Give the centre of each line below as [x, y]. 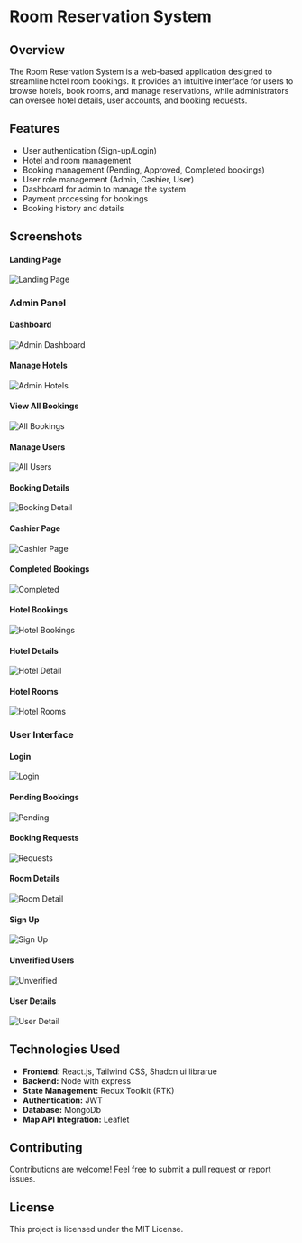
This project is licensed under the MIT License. [96, 1229]
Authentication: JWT [62, 1100]
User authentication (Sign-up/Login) [90, 150]
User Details [33, 1001]
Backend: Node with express [77, 1080]
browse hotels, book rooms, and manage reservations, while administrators [149, 91]
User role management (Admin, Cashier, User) [108, 179]
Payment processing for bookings [85, 198]
